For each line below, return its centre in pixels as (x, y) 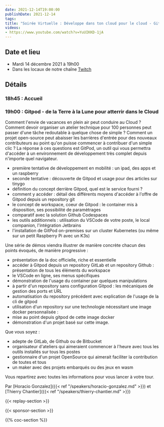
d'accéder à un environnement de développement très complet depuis (76, 154)
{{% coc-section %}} (26, 420)
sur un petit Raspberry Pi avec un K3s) (51, 236)
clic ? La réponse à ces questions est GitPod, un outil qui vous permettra (78, 148)
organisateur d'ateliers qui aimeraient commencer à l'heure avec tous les (85, 347)
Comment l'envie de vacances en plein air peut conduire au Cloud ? (73, 122)
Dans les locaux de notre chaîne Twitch (52, 69)
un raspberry (25, 173)
